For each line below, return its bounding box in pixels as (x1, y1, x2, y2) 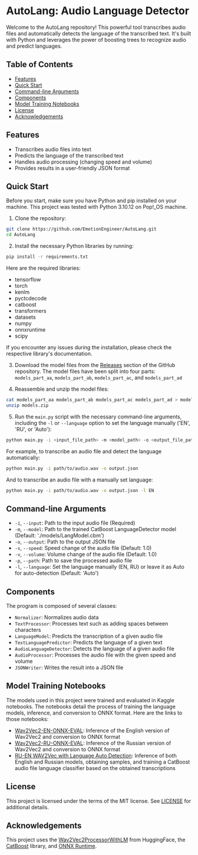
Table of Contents (6, 60, 74, 70)
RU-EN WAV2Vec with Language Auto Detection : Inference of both (14, 752, 177, 759)
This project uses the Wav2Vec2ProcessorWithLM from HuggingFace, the (6, 836, 186, 843)
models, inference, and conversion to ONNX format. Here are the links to (6, 709, 183, 716)
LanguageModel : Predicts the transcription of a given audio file (14, 633, 163, 640)
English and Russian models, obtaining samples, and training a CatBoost (14, 758, 190, 765)
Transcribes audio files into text (14, 146, 91, 153)
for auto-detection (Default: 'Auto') (14, 569, 99, 576)
